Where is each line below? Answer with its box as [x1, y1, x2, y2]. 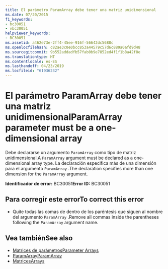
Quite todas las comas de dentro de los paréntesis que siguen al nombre [12, 209, 163, 215]
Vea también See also [5, 234, 73, 242]
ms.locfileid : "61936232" [5, 69, 59, 74]
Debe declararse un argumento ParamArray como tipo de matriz [5, 149, 136, 155]
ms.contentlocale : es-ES [5, 59, 57, 64]
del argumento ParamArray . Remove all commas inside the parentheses [12, 214, 159, 220]
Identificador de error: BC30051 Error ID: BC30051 [5, 180, 111, 186]
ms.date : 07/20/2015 [5, 12, 49, 17]
